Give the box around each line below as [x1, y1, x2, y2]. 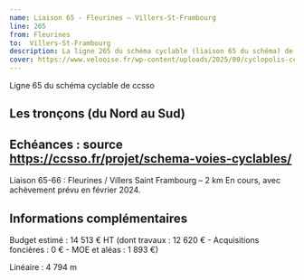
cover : [9, 55, 34, 64]
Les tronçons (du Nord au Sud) [9, 106, 185, 122]
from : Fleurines [9, 30, 71, 39]
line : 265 [9, 22, 47, 31]
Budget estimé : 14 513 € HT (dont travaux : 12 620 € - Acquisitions [9, 235, 260, 246]
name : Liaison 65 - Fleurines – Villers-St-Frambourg [9, 13, 217, 23]
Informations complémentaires [9, 210, 188, 226]
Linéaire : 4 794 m [9, 262, 77, 273]
